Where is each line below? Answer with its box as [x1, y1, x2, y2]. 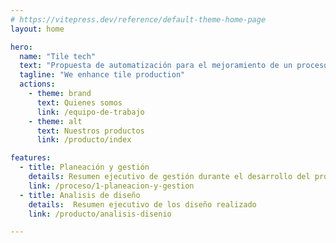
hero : [10, 42, 33, 52]
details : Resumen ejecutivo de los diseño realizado [28, 199, 257, 210]
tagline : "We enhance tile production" [19, 70, 186, 80]
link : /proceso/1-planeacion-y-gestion [28, 181, 195, 191]
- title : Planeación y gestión [19, 162, 150, 173]
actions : [19, 79, 56, 90]
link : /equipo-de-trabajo [36, 107, 145, 117]
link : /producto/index [36, 135, 132, 145]
